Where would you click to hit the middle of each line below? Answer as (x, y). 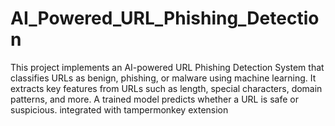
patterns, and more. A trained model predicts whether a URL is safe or (154, 99)
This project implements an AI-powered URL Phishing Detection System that (167, 67)
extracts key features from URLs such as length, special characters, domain (166, 88)
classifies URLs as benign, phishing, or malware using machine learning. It (163, 78)
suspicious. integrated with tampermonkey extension (119, 109)
